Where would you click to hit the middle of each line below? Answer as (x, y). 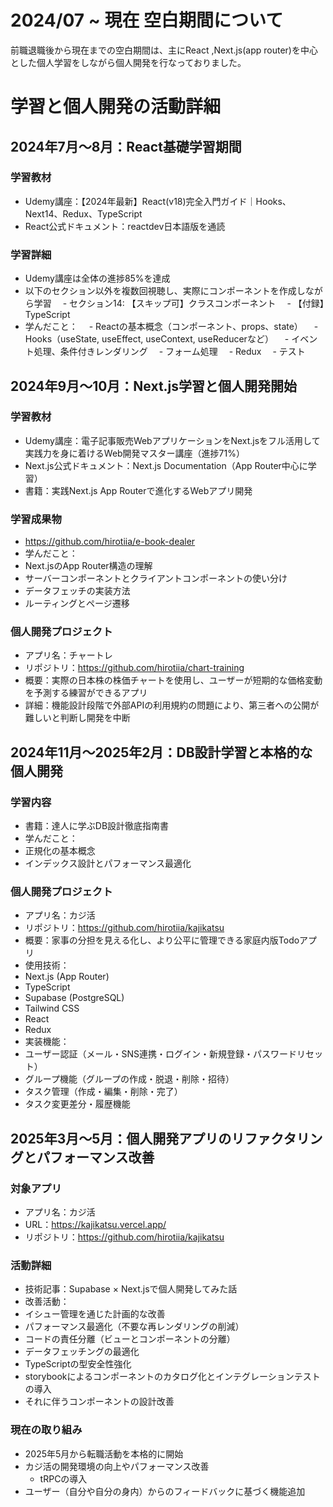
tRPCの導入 (63, 1478)
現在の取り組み (46, 1430)
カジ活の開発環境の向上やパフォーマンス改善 (117, 1466)
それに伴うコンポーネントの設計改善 (99, 1402)
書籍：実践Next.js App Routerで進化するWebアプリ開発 (138, 490)
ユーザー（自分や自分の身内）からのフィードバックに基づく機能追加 (165, 1491)
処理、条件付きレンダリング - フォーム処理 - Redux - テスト (169, 352)
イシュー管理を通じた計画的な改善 (95, 1314)
